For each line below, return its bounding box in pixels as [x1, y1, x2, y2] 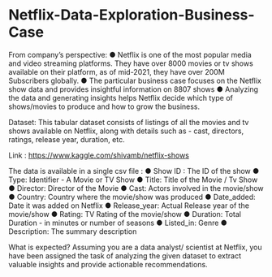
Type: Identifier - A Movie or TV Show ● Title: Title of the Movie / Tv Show [8, 175, 258, 184]
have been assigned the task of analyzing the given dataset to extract [8, 250, 242, 261]
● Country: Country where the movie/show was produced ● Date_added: [8, 192, 256, 201]
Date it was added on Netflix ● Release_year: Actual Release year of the [8, 201, 250, 210]
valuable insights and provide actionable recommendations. [8, 259, 209, 269]
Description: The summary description [8, 226, 137, 236]
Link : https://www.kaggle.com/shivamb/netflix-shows [8, 150, 189, 160]
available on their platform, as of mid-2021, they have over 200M [8, 67, 225, 76]
